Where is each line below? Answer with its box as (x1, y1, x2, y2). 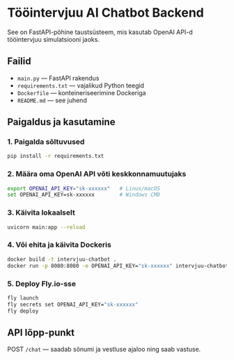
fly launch (7, 294, 39, 302)
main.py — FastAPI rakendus (17, 74, 100, 82)
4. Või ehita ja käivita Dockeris (7, 240, 111, 249)
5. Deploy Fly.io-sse (7, 279, 77, 288)
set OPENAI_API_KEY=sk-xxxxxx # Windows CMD (7, 191, 160, 199)
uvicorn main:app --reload (7, 224, 86, 231)
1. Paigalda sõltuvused (7, 137, 85, 147)
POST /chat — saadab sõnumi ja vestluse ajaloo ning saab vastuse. (7, 345, 201, 354)
